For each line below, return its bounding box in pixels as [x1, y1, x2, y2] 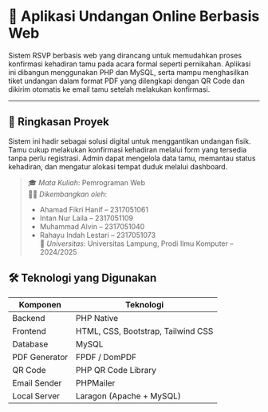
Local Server [12, 390, 60, 402]
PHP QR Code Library [75, 364, 157, 375]
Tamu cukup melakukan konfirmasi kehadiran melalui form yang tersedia [8, 145, 247, 154]
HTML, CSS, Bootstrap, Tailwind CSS [75, 325, 214, 336]
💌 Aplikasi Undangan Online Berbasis [8, 7, 260, 26]
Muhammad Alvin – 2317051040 [39, 221, 145, 231]
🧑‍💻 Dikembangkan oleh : [27, 189, 108, 199]
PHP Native [75, 312, 119, 323]
